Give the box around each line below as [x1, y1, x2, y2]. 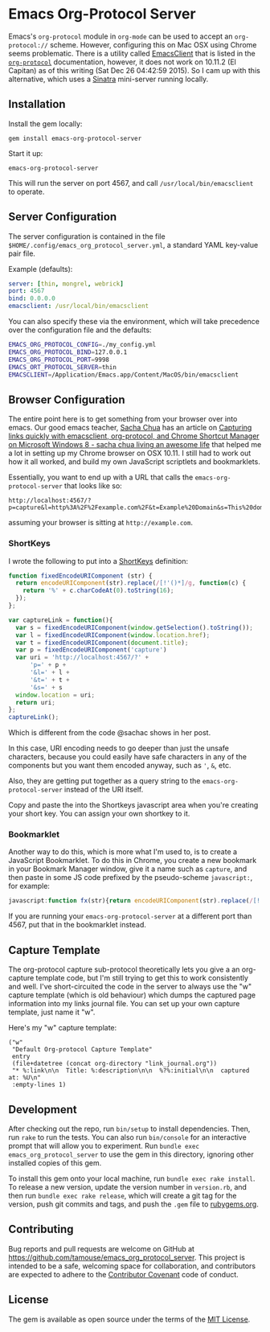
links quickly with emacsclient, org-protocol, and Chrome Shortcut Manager [8, 431, 260, 441]
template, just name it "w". [8, 1007, 96, 1017]
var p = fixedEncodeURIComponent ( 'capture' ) [15, 646, 167, 654]
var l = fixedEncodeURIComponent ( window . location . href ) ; [15, 631, 211, 639]
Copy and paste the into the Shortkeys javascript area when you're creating [8, 800, 259, 810]
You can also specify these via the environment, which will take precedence [8, 317, 260, 327]
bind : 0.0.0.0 [8, 294, 56, 302]
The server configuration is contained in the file [8, 231, 166, 241]
